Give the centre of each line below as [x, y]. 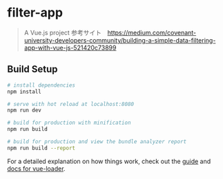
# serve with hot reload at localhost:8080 [71, 104]
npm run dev [24, 110]
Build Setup [32, 69]
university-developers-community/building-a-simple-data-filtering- [120, 40]
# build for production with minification [69, 123]
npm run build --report [41, 148]
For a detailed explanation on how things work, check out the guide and [109, 161]
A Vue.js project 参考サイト [63, 32]
